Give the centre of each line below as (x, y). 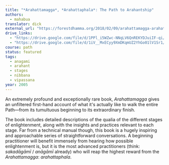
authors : (14, 15)
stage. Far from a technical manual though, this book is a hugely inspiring (81, 130)
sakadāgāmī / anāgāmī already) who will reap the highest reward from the (82, 151)
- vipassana (22, 80)
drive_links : (19, 33)
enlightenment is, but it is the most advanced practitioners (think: (72, 146)
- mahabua (20, 19)
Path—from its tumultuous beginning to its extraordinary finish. (70, 110)
